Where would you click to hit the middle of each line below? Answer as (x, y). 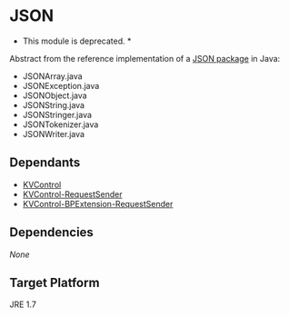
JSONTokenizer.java (60, 124)
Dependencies (51, 233)
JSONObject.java (55, 95)
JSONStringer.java (57, 114)
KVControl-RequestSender (72, 194)
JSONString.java (53, 104)
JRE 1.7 (23, 304)
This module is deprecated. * (77, 41)
